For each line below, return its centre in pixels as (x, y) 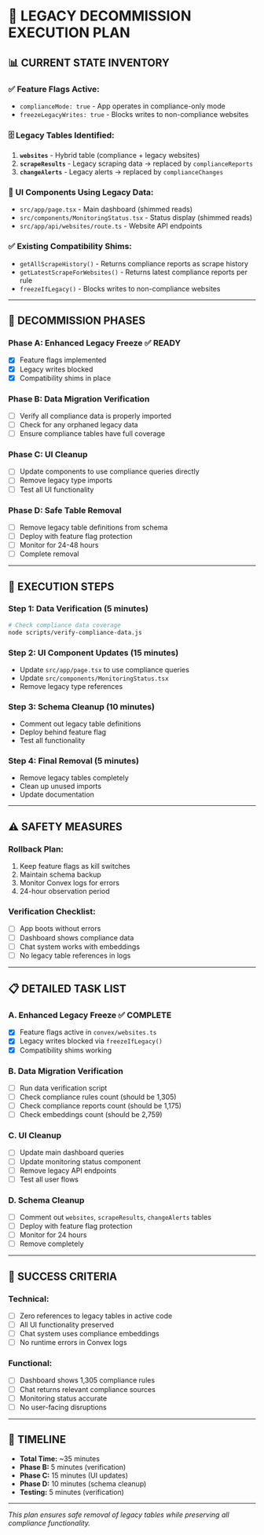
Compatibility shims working (66, 1050)
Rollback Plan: (36, 849)
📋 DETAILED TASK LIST (68, 989)
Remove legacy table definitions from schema (93, 527)
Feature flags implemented (63, 360)
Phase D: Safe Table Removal (65, 510)
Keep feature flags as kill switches (75, 866)
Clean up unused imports (60, 786)
